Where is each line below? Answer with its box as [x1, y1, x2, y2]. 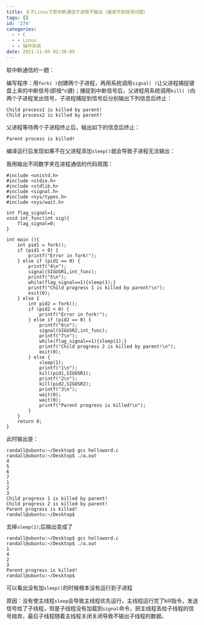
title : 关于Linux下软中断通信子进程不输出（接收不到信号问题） [6, 9, 148, 15]
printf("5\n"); [28, 274, 67, 280]
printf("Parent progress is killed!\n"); [38, 402, 147, 408]
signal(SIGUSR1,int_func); [28, 268, 97, 275]
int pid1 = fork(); [17, 242, 67, 248]
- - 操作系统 [12, 43, 42, 49]
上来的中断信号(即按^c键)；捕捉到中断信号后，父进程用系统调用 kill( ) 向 [11, 87, 195, 94]
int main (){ [6, 236, 40, 243]
